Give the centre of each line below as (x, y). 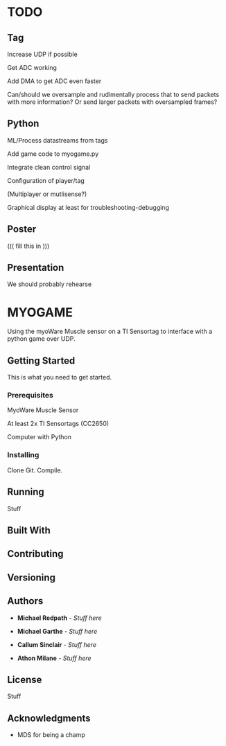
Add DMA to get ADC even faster (54, 81)
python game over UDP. (41, 339)
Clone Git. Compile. (35, 470)
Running (26, 492)
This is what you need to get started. (60, 378)
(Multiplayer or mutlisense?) (47, 194)
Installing (23, 455)
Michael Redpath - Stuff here (59, 618)
